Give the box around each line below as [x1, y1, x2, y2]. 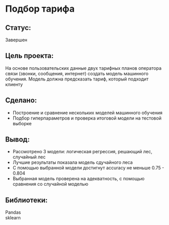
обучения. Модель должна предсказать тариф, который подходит [5, 76, 149, 82]
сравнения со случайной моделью [12, 181, 89, 187]
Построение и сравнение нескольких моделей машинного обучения [12, 109, 162, 116]
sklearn [5, 215, 21, 221]
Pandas [5, 209, 21, 215]
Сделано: [5, 96, 37, 105]
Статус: [5, 23, 31, 32]
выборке [12, 120, 32, 126]
